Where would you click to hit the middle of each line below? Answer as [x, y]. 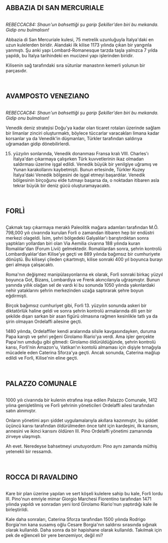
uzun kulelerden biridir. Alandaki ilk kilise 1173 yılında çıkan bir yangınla [79, 45]
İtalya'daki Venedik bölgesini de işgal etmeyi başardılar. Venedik [79, 175]
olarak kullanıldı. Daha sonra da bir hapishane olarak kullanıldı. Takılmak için [84, 530]
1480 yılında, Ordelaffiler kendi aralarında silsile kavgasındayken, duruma [81, 332]
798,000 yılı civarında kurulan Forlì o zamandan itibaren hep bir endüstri [80, 233]
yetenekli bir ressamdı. [29, 452]
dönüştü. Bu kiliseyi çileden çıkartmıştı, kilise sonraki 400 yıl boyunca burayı [84, 259]
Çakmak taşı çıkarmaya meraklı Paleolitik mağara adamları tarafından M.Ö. [82, 228]
